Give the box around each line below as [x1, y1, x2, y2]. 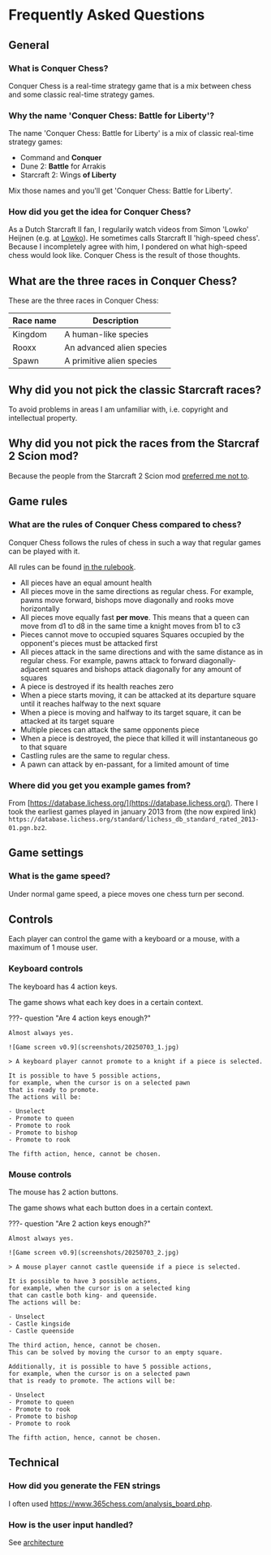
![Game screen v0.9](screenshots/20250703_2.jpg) [8, 1248, 180, 1256]
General [8, 38, 50, 52]
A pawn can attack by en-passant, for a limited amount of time [19, 759, 230, 769]
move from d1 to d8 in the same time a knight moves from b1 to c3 [19, 621, 241, 631]
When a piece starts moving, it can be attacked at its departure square [19, 690, 256, 700]
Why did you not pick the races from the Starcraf [8, 437, 260, 451]
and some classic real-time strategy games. [8, 90, 155, 99]
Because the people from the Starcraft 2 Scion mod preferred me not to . [8, 470, 250, 481]
